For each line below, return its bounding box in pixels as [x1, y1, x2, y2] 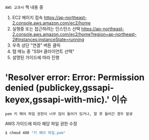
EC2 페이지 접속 [12, 15, 43, 20]
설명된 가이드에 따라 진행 [12, 55, 60, 60]
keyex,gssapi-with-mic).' [5, 94, 110, 105]
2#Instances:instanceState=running [12, 37, 85, 42]
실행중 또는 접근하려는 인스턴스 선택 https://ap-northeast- [12, 26, 125, 32]
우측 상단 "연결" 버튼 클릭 [12, 42, 61, 48]
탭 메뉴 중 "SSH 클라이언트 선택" [12, 48, 75, 54]
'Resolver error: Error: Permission [5, 72, 145, 83]
